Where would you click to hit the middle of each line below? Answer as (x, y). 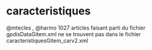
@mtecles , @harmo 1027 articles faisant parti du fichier (76, 28)
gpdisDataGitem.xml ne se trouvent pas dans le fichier (74, 34)
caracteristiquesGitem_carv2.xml (47, 40)
